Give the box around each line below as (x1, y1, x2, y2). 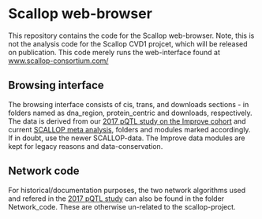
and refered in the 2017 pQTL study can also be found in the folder (8, 194, 225, 203)
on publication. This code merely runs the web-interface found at (8, 47, 221, 57)
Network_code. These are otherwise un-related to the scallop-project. (8, 202, 236, 211)
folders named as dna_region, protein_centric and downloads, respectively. (8, 108, 253, 117)
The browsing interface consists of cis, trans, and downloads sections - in (8, 99, 249, 109)
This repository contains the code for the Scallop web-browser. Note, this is (8, 31, 255, 40)
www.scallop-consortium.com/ (8, 56, 109, 65)
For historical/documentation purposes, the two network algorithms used (8, 185, 246, 195)
